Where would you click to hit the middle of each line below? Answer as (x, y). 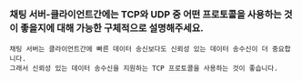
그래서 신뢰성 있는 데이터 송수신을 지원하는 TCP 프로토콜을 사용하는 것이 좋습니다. (144, 69)
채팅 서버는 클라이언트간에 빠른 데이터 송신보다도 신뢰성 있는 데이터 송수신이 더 (139, 49)
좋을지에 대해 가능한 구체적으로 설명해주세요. (111, 27)
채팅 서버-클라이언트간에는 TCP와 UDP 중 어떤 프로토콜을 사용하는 (146, 14)
